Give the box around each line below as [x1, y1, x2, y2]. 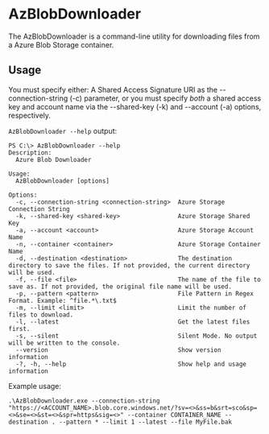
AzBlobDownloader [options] [15, 176, 110, 185]
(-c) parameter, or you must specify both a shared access [69, 93, 262, 103]
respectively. [8, 110, 51, 120]
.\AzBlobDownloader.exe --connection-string [8, 396, 160, 405]
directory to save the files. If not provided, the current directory [8, 261, 250, 270]
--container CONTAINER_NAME [127, 411, 221, 419]
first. [8, 324, 31, 333]
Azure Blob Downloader [15, 155, 92, 163]
